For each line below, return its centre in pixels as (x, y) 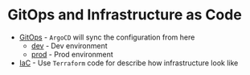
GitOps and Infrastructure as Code (125, 15)
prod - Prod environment (72, 54)
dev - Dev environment (69, 45)
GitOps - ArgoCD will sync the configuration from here (107, 37)
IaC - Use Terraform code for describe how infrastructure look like (129, 63)
